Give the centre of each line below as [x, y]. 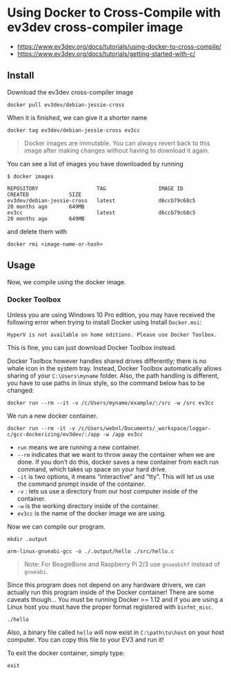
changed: [21, 390]
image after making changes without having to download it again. [117, 150]
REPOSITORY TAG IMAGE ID [96, 188]
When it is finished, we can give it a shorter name [77, 117]
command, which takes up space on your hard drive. [92, 469]
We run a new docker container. [52, 415]
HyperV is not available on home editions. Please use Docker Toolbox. [112, 335]
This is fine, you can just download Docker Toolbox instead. [92, 347]
